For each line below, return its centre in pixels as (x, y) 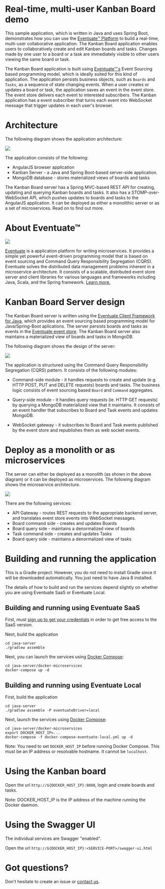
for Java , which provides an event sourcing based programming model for (80, 321)
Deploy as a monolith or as (60, 450)
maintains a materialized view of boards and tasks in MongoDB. (69, 337)
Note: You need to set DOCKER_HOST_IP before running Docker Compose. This (82, 746)
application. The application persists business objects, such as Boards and (80, 79)
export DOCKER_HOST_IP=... (33, 733)
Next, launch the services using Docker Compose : (56, 720)
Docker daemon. (22, 805)
